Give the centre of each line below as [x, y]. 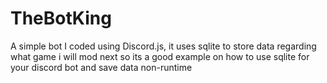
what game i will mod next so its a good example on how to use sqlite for [160, 56]
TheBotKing [61, 18]
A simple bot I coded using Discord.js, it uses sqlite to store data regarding [163, 46]
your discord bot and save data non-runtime [101, 67]
